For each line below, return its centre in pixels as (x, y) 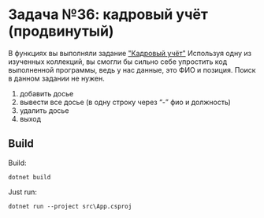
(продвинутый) (61, 31)
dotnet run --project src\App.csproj (70, 206)
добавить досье (46, 93)
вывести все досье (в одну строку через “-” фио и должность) (125, 102)
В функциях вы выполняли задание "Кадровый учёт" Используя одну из (130, 53)
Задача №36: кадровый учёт (108, 15)
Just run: (23, 192)
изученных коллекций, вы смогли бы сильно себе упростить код (118, 62)
